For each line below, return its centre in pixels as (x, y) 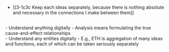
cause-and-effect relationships (38, 33)
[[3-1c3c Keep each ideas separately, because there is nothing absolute (88, 7)
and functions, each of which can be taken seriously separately (72, 44)
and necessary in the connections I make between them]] (73, 13)
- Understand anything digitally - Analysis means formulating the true (78, 28)
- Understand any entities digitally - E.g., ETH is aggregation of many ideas (84, 38)
